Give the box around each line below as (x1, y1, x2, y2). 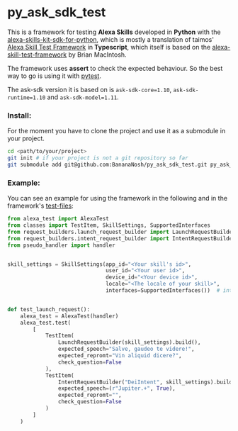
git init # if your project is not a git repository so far (7, 155, 189, 162)
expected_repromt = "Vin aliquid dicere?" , (57, 352, 182, 359)
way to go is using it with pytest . (7, 72, 101, 80)
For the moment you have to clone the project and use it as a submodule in (7, 127, 226, 135)
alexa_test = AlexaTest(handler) (20, 313, 119, 320)
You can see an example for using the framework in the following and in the (7, 194, 228, 203)
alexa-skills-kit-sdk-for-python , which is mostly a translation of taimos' (7, 35, 215, 43)
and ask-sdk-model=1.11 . (47, 93, 119, 101)
